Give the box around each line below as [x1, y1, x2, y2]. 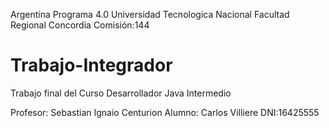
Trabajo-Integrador [10, 54, 173, 77]
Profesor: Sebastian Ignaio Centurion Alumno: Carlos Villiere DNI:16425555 [10, 106, 320, 118]
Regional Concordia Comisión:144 [10, 19, 150, 31]
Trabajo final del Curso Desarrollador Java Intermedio [10, 87, 232, 99]
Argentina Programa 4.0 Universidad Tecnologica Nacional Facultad [10, 9, 290, 20]
